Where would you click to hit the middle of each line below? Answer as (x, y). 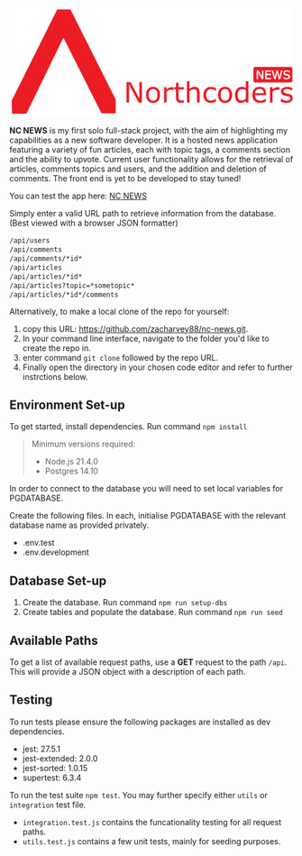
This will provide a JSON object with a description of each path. (128, 672)
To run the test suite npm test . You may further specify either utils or (138, 795)
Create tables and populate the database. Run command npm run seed (152, 612)
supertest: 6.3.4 (52, 778)
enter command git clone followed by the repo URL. (120, 357)
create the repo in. (57, 348)
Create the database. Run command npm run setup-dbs (125, 603)
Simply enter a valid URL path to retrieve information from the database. (143, 213)
